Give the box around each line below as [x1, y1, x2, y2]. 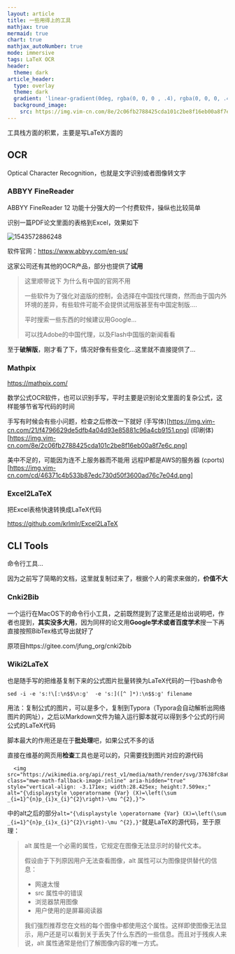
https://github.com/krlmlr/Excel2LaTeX [7, 519, 118, 528]
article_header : [7, 75, 55, 83]
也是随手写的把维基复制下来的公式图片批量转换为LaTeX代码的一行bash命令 [7, 676, 223, 684]
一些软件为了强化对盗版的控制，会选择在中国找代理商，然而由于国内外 [24, 291, 227, 300]
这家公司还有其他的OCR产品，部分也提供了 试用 [7, 261, 143, 270]
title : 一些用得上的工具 [7, 17, 71, 24]
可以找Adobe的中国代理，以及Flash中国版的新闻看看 [24, 330, 176, 338]
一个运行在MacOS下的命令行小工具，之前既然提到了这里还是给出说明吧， [7, 609, 219, 618]
